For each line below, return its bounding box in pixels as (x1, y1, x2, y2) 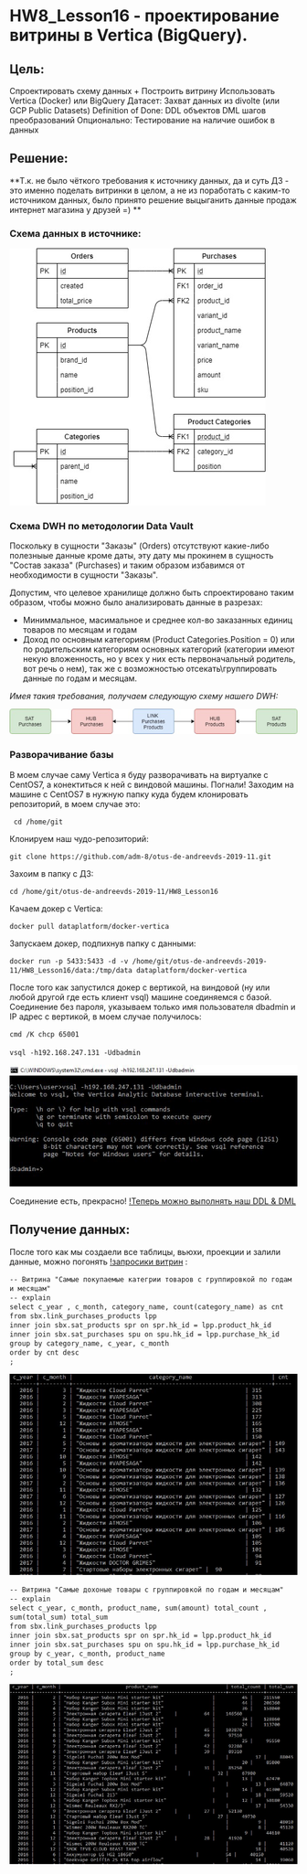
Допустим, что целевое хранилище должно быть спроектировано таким (9, 587, 294, 599)
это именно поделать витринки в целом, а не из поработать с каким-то (9, 185, 291, 196)
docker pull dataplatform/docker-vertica (9, 921, 170, 931)
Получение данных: (9, 1222, 131, 1238)
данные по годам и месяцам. (22, 673, 138, 684)
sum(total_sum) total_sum (9, 1613, 108, 1623)
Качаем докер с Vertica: (9, 902, 103, 914)
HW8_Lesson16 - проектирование (9, 5, 281, 27)
